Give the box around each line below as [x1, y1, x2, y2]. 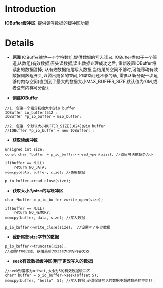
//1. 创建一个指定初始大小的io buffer [5, 106, 76, 111]
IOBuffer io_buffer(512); [5, 110, 57, 115]
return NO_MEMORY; [14, 210, 51, 215]
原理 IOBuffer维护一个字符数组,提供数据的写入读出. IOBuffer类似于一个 [12, 54, 153, 60]
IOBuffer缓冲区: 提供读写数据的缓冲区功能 [5, 20, 89, 26]
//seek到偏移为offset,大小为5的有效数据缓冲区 [5, 269, 90, 273]
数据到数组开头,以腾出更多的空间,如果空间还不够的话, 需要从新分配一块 [12, 72, 154, 78]
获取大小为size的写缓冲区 [12, 188, 64, 193]
